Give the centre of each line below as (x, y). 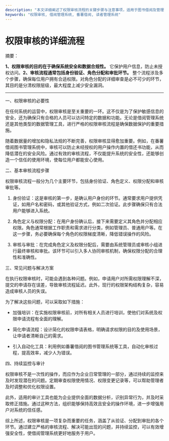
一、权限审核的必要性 (27, 101)
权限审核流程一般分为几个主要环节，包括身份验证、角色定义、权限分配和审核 (84, 181)
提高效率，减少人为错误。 (48, 353)
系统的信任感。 (29, 410)
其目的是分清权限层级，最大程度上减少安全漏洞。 (56, 85)
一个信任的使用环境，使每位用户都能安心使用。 (58, 160)
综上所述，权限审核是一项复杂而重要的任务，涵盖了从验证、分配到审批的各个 (84, 421)
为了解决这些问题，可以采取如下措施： (45, 302)
